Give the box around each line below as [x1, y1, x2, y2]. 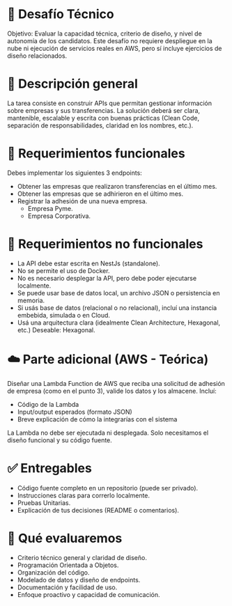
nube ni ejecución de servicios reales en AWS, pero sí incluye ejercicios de [7, 44, 222, 52]
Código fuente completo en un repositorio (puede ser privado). [17, 483, 199, 492]
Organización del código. [17, 568, 90, 577]
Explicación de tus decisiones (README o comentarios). [17, 506, 180, 514]
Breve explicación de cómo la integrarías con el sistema [17, 414, 178, 424]
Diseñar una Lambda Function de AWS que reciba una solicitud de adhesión [7, 379, 225, 387]
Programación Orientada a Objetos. [17, 561, 119, 569]
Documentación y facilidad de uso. [17, 583, 118, 591]
